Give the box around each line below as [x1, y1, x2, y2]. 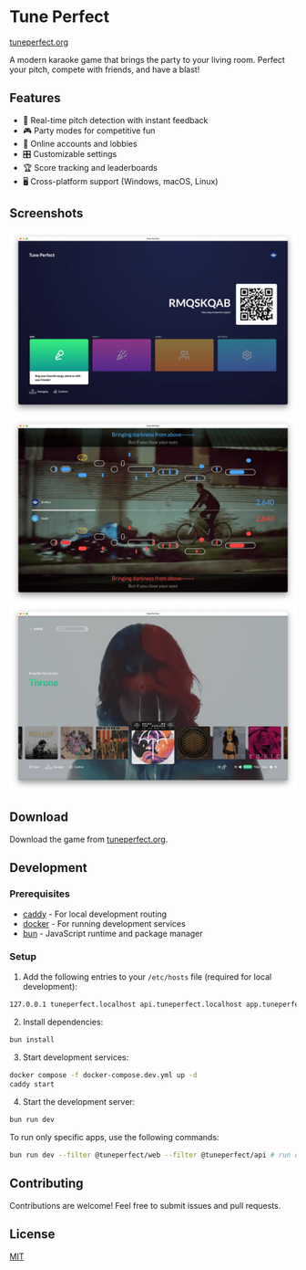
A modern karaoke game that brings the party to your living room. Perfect [9, 54, 285, 65]
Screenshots [9, 205, 84, 221]
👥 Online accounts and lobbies [22, 138, 138, 149]
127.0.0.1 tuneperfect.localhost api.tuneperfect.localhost [9, 1000, 243, 1009]
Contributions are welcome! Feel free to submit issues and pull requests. [9, 1200, 281, 1211]
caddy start [9, 1080, 55, 1089]
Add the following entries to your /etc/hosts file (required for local [22, 971, 272, 982]
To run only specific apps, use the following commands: [9, 1132, 219, 1143]
